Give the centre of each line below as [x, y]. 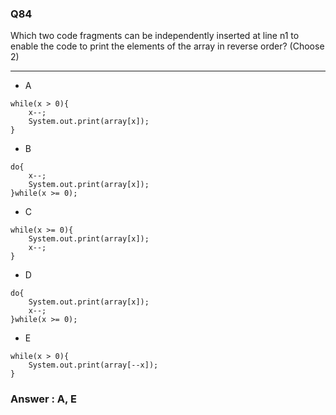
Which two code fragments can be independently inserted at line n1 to [155, 36]
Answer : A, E [43, 399]
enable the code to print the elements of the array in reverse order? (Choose [167, 46]
